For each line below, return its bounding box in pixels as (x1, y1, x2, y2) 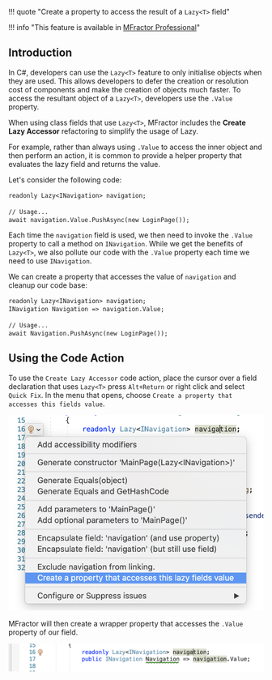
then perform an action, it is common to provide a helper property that (8, 150, 243, 160)
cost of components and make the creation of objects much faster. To (8, 84, 241, 94)
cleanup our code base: (8, 280, 87, 290)
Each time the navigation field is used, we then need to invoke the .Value (8, 230, 253, 240)
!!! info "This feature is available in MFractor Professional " (8, 23, 201, 32)
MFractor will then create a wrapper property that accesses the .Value (8, 619, 244, 629)
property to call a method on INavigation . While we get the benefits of (8, 238, 244, 248)
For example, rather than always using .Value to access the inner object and (8, 142, 263, 152)
